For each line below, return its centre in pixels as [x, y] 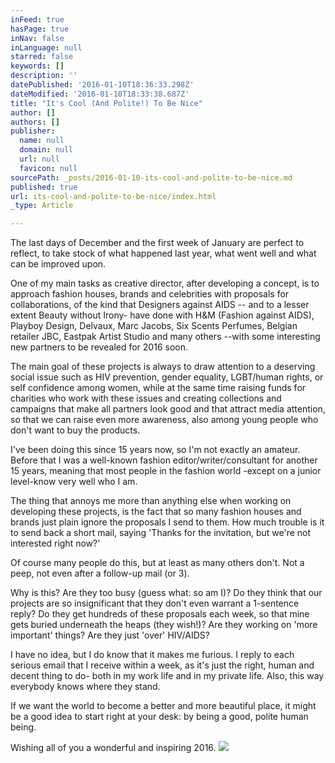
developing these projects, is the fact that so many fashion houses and [156, 512]
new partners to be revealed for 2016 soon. [99, 347]
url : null [39, 159]
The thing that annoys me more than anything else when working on [151, 501]
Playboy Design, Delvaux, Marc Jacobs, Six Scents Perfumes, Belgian [154, 326]
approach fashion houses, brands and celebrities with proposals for [150, 294]
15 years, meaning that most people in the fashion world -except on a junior [166, 471]
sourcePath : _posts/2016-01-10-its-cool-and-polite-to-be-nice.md [151, 177]
